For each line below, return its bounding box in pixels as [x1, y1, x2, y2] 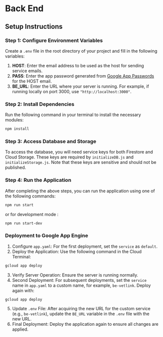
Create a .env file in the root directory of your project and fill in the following [5, 48, 157, 54]
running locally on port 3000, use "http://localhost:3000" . [12, 88, 132, 94]
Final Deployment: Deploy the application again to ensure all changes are [12, 321, 159, 327]
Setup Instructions [5, 22, 63, 31]
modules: [5, 117, 24, 123]
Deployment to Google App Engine [5, 232, 89, 239]
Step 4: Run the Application [5, 177, 72, 183]
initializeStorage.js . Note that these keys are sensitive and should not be [5, 159, 157, 165]
